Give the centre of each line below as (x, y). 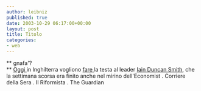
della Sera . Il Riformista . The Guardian (55, 82)
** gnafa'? (19, 63)
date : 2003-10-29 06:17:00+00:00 (49, 23)
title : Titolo (24, 35)
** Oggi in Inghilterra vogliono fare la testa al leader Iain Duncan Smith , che (100, 69)
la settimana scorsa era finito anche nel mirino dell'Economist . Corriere (96, 76)
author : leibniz (27, 12)
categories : (21, 40)
